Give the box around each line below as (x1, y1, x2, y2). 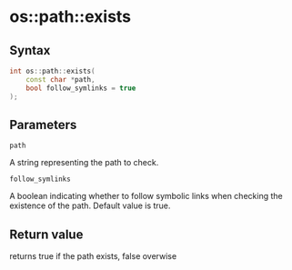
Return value (9, 226, 84, 242)
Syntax (9, 43, 51, 58)
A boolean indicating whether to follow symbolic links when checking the (9, 191, 284, 202)
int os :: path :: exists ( (9, 66, 96, 75)
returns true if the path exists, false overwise (9, 251, 177, 262)
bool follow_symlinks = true (25, 84, 136, 93)
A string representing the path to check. (9, 157, 159, 168)
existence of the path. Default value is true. (9, 200, 171, 211)
